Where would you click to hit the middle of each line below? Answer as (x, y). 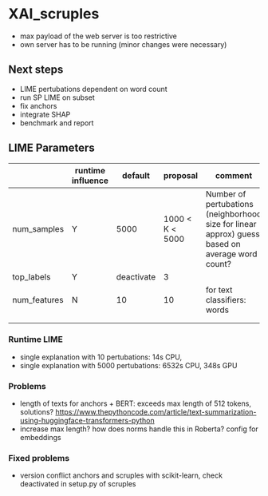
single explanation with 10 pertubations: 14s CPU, (100, 357)
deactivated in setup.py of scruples (78, 484)
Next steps (36, 70)
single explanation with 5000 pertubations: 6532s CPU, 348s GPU (128, 365)
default (136, 175)
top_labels (32, 276)
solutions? (37, 412)
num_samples (38, 228)
